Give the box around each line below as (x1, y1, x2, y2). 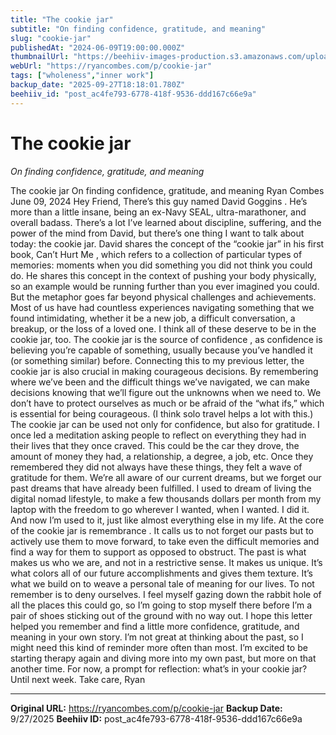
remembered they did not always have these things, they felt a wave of (10, 461, 303, 473)
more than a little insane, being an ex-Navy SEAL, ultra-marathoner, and (10, 206, 307, 218)
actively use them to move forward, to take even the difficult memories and (10, 535, 320, 547)
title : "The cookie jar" (10, 14, 114, 25)
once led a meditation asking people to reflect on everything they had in (10, 429, 307, 441)
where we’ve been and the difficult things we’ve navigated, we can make (10, 376, 310, 388)
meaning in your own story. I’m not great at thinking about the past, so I (10, 631, 304, 643)
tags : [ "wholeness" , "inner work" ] (10, 71, 155, 81)
